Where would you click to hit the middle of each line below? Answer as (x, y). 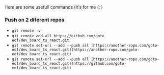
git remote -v (26, 31)
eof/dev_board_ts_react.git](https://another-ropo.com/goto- (76, 50)
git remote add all (32, 36)
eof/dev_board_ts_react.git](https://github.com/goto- (69, 64)
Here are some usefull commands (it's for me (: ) (54, 7)
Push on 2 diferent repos (35, 20)
